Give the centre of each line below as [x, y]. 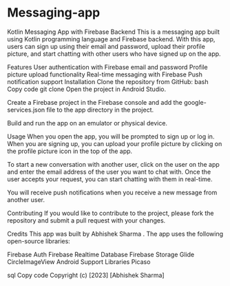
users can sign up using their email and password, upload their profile [106, 46]
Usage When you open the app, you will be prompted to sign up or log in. [111, 136]
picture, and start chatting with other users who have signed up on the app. [114, 54]
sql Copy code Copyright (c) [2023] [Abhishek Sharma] [86, 275]
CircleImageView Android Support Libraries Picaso [79, 262]
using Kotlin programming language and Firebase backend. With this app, [111, 39]
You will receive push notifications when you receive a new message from [112, 192]
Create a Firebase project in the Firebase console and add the [95, 102]
